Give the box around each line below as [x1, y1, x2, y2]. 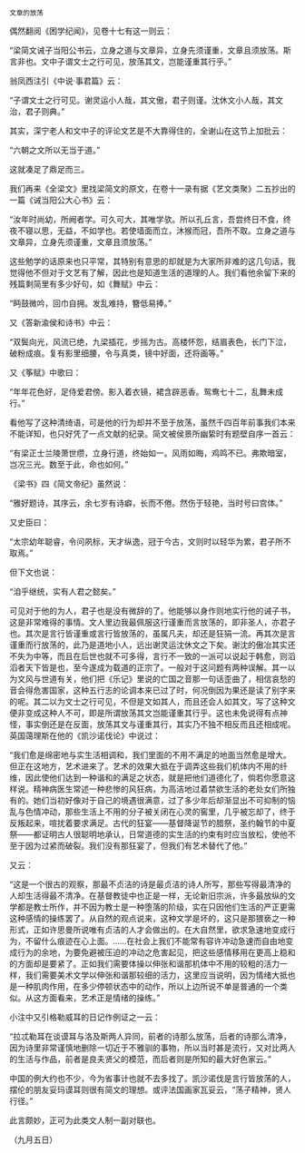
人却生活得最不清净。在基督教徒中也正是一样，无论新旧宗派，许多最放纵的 [9, 891, 288, 901]
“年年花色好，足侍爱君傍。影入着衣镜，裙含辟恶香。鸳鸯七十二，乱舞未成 [9, 387, 284, 397]
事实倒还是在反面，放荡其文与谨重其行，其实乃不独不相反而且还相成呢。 [25, 719, 296, 729]
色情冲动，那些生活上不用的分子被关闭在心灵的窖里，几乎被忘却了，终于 [25, 806, 296, 817]
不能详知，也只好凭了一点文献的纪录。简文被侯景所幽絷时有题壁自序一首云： [9, 429, 296, 439]
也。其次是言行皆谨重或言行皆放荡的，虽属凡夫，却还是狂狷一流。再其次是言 [9, 628, 296, 638]
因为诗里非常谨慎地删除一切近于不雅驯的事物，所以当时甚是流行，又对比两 [9, 1042, 288, 1053]
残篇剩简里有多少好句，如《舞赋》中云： [9, 279, 161, 289]
